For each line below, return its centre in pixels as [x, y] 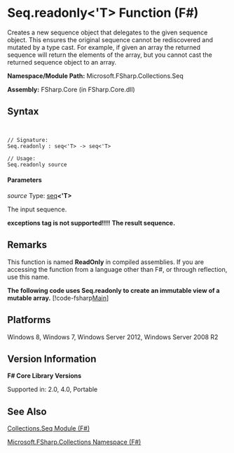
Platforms [29, 320]
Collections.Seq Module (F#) [49, 428]
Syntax [23, 111]
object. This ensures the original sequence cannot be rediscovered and [110, 39]
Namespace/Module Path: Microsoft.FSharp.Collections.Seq [95, 76]
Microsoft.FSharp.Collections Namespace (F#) [74, 442]
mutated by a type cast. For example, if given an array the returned [104, 47]
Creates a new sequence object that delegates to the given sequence [108, 32]
